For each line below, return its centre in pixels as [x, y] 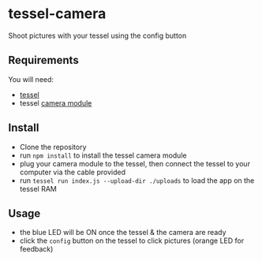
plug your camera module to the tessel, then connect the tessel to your [135, 163]
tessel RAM [38, 188]
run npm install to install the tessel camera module [103, 155]
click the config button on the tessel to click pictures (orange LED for [132, 240]
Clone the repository [53, 147]
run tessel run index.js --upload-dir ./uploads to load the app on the [137, 180]
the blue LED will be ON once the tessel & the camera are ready [123, 233]
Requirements [43, 60]
